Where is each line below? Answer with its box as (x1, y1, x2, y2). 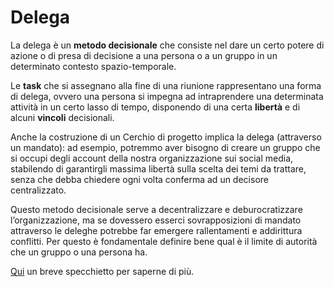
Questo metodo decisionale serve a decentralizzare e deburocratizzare (10, 203, 303, 215)
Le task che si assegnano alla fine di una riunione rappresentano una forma (10, 79, 322, 91)
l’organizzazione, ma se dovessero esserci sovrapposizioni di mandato (10, 214, 302, 226)
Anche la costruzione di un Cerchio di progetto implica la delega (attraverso (10, 131, 322, 143)
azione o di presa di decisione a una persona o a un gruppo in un (10, 49, 278, 61)
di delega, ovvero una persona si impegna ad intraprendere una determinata (10, 90, 324, 102)
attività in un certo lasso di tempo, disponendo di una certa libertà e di (10, 101, 301, 113)
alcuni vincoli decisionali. (10, 111, 115, 123)
